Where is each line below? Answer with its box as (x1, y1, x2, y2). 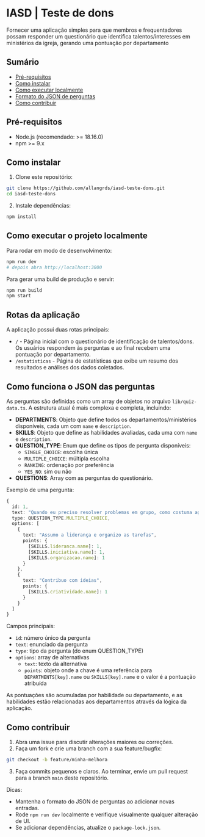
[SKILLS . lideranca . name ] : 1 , (28, 543, 103, 549)
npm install (6, 214, 37, 220)
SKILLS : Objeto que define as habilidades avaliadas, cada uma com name (15, 429, 198, 436)
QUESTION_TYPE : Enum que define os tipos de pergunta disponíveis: (15, 441, 191, 449)
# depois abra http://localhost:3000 (6, 264, 103, 270)
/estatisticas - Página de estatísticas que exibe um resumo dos (15, 357, 179, 364)
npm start (6, 293, 32, 299)
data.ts (6, 405, 26, 411)
